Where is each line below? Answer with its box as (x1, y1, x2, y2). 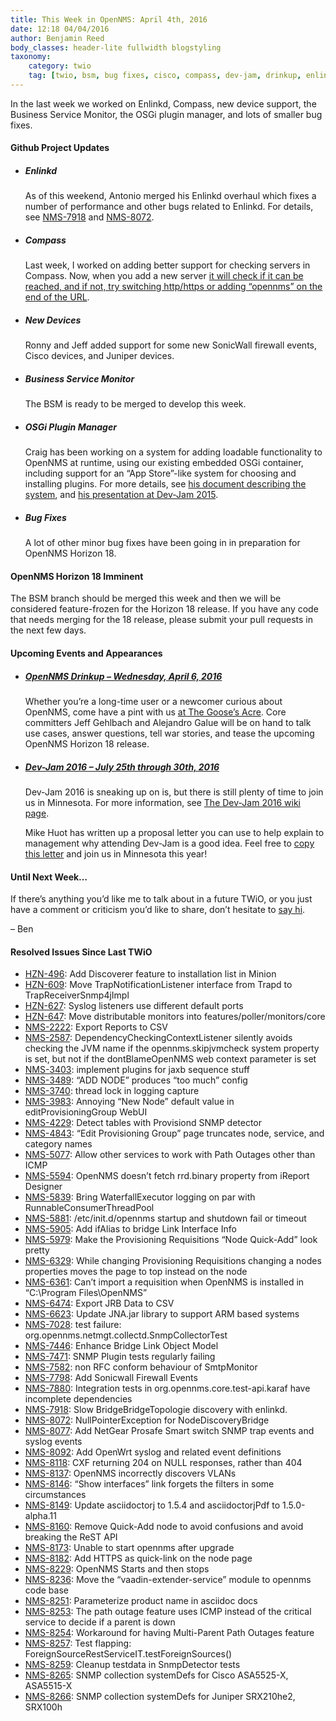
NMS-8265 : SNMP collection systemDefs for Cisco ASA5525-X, (24, 1669, 289, 1681)
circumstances (24, 1489, 87, 1501)
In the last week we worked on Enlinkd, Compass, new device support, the (10, 97, 317, 110)
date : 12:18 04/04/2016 (10, 24, 110, 34)
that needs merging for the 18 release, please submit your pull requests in (10, 614, 313, 626)
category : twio (28, 61, 92, 71)
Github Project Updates (10, 142, 110, 154)
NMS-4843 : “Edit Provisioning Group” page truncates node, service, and (24, 1127, 325, 1140)
